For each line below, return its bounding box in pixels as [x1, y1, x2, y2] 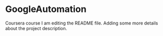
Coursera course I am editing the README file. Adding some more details [5, 20, 158, 26]
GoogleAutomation [5, 3, 87, 15]
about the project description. [5, 25, 67, 31]
